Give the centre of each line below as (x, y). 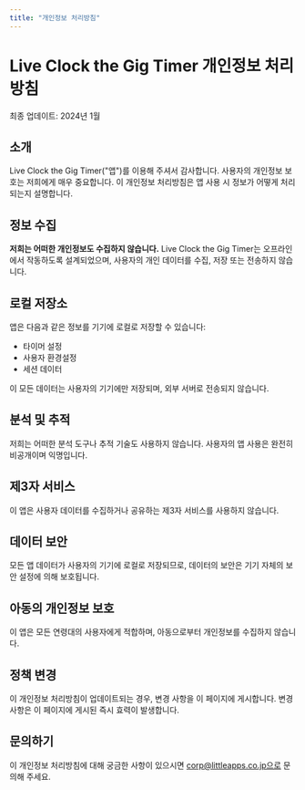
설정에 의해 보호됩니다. (59, 577)
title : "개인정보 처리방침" (55, 18)
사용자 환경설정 (50, 358)
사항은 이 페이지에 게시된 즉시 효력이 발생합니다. (95, 710)
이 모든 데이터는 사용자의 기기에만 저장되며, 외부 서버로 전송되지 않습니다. (139, 388)
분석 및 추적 (40, 420)
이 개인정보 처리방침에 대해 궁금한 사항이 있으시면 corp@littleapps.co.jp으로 (146, 765)
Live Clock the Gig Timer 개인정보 (135, 66)
